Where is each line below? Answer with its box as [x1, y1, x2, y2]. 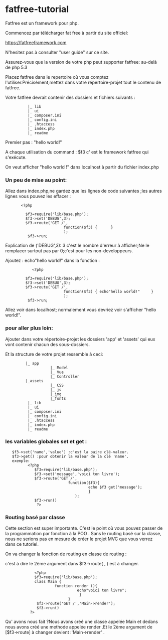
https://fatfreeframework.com [5, 39, 67, 46]
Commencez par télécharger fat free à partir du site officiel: [5, 30, 128, 36]
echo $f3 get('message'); [88, 485, 142, 490]
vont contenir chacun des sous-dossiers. [5, 341, 90, 347]
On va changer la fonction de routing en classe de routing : [5, 551, 127, 557]
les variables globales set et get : [5, 438, 87, 445]
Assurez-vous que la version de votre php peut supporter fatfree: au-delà [5, 59, 157, 65]
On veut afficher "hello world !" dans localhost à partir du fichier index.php [5, 164, 159, 170]
